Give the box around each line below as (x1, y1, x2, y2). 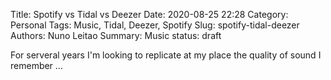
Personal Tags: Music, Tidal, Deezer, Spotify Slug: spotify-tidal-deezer (10, 19, 300, 31)
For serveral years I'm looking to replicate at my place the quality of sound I (10, 49, 322, 61)
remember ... (10, 60, 63, 71)
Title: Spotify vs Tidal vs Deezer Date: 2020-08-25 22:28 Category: (10, 9, 289, 20)
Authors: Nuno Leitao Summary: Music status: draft (10, 30, 222, 41)
